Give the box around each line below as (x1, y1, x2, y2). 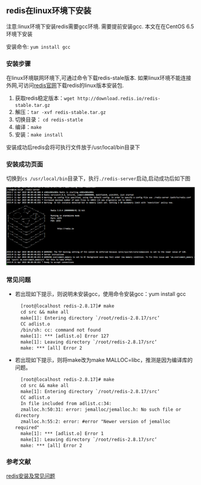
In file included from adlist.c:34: (20, 400, 112, 406)
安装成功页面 (6, 160, 44, 169)
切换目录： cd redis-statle (14, 116, 84, 123)
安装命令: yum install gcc (6, 43, 71, 50)
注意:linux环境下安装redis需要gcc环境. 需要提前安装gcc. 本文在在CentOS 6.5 (6, 23, 194, 30)
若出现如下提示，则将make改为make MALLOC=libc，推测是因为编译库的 (14, 356, 193, 363)
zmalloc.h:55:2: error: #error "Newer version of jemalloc (20, 418, 171, 424)
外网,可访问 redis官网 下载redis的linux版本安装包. (6, 82, 124, 89)
